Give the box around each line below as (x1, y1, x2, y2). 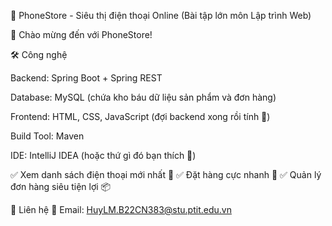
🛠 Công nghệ (10, 49, 68, 60)
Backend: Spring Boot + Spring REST (10, 72, 163, 84)
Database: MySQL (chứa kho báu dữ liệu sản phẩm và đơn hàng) (10, 91, 277, 103)
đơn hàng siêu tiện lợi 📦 (10, 181, 112, 192)
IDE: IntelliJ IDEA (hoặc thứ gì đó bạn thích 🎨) (10, 150, 197, 161)
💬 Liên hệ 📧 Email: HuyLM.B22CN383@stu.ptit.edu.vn (10, 204, 232, 215)
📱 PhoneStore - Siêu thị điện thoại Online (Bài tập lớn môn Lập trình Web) (10, 10, 312, 21)
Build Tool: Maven (10, 130, 85, 142)
